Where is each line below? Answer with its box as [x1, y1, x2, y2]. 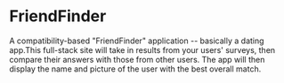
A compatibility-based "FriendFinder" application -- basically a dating [9, 35, 264, 46]
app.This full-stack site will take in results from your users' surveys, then [9, 44, 276, 55]
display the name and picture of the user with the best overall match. [9, 64, 262, 74]
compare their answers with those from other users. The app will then [9, 54, 265, 64]
